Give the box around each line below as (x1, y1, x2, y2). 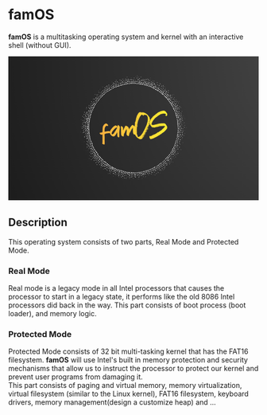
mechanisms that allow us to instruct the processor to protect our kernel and (8, 364, 259, 374)
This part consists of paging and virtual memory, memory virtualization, (8, 381, 242, 390)
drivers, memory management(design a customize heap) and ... (8, 397, 216, 407)
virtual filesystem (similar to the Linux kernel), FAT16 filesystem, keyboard (8, 389, 249, 399)
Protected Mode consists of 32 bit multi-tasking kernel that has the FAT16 (8, 346, 249, 356)
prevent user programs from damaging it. (8, 372, 143, 382)
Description (8, 216, 68, 229)
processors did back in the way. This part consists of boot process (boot (8, 300, 246, 310)
